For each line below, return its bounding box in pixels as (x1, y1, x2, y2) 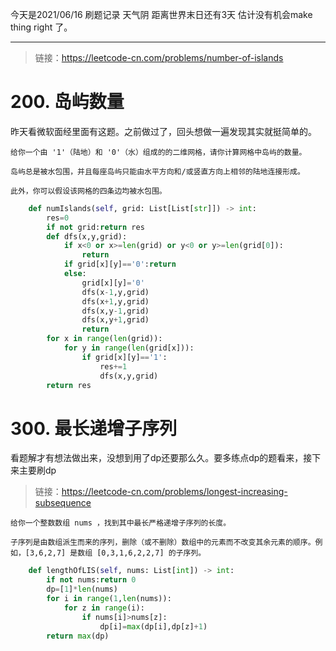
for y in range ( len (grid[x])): (63, 343, 195, 353)
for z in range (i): (63, 603, 145, 613)
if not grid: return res (46, 222, 145, 232)
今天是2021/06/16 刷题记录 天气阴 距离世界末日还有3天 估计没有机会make (10, 9, 313, 20)
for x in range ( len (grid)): (46, 334, 163, 344)
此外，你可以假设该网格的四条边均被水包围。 (10, 186, 167, 196)
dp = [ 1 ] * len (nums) (46, 584, 118, 595)
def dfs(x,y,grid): (46, 231, 128, 242)
